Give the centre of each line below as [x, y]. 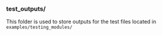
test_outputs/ [26, 9]
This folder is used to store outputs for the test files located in [81, 22]
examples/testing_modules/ [39, 27]
